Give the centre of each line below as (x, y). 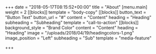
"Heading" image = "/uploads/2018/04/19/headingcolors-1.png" (70, 33)
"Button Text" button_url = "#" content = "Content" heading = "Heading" (78, 17)
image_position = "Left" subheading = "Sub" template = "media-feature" (78, 38)
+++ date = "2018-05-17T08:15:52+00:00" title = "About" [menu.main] (76, 7)
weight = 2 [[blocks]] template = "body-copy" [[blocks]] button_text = (76, 12)
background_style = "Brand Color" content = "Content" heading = (72, 28)
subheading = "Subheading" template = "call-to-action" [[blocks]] (72, 22)
